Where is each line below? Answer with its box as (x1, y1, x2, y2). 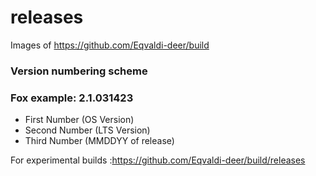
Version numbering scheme (10, 64, 148, 78)
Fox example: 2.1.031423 (10, 91, 134, 105)
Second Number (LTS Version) (24, 124, 151, 136)
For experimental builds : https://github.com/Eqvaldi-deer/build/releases (10, 154, 306, 166)
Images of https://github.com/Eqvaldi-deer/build (10, 39, 210, 51)
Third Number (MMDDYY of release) (24, 135, 175, 147)
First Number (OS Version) (24, 114, 135, 126)
